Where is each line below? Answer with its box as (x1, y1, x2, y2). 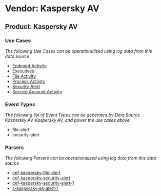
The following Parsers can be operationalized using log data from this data (5, 155, 157, 161)
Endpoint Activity (12, 63, 47, 68)
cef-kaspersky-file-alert (12, 170, 60, 176)
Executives (12, 68, 35, 74)
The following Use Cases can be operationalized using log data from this (5, 48, 152, 54)
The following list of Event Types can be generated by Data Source (5, 112, 140, 118)
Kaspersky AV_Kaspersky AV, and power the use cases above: (5, 117, 131, 123)
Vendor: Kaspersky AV (5, 3, 100, 14)
